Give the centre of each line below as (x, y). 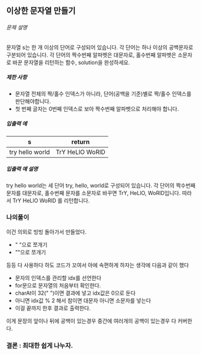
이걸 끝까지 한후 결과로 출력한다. (53, 308)
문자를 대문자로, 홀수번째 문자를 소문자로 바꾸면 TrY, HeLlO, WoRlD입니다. (94, 193)
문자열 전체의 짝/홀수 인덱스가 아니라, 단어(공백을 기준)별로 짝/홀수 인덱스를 (103, 94)
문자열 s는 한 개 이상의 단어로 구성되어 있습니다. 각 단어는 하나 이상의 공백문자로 (100, 47)
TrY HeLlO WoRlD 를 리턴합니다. (51, 200)
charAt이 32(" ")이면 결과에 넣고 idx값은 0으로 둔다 (75, 293)
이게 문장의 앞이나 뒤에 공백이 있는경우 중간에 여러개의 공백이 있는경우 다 (91, 321)
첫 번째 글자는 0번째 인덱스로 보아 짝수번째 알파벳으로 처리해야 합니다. (97, 109)
